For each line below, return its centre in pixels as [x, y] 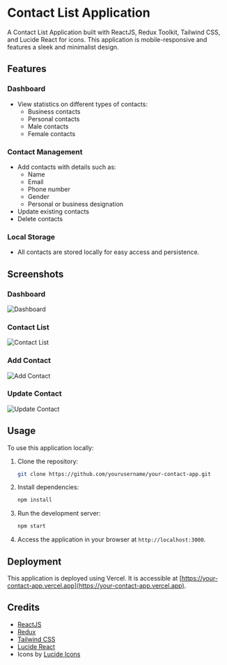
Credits [24, 607]
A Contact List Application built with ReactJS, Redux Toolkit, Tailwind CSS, [114, 32]
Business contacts [54, 111]
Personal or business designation [76, 204]
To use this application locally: [50, 447]
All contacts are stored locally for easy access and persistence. [108, 252]
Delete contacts [40, 218]
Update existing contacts [53, 211]
